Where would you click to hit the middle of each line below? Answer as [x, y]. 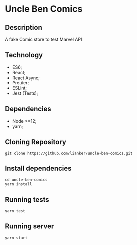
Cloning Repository [36, 142]
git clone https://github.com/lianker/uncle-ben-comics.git [69, 153]
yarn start [16, 238]
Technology [24, 55]
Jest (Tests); [25, 93]
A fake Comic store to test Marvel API [44, 39]
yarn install [19, 184]
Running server [30, 226]
